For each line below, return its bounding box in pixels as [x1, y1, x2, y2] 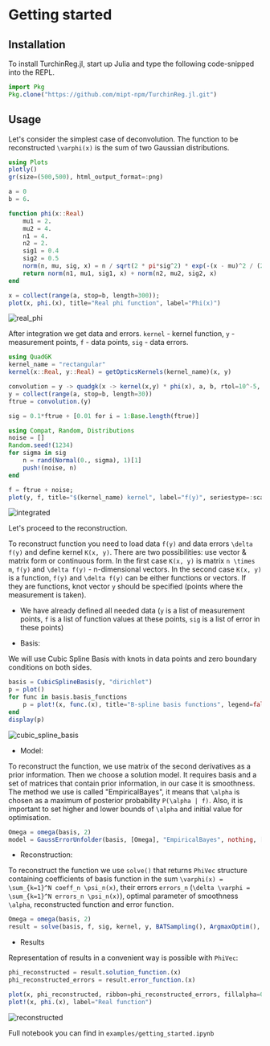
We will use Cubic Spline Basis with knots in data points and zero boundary [8, 654, 257, 664]
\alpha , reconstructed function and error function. [8, 900, 174, 909]
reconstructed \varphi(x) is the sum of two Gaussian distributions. [8, 142, 230, 152]
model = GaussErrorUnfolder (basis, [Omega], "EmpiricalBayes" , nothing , [8, 835, 257, 843]
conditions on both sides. [8, 662, 92, 672]
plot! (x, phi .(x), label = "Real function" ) [8, 998, 153, 1006]
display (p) [8, 716, 45, 724]
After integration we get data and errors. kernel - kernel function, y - [8, 329, 235, 338]
